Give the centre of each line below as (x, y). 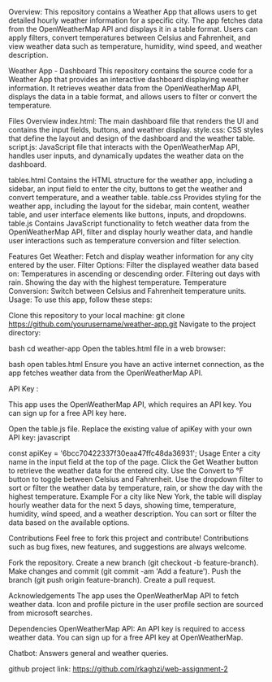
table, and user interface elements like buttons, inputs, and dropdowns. (127, 214)
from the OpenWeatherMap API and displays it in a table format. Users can (133, 29)
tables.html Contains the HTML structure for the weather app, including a (131, 180)
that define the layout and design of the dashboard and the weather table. (132, 138)
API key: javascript (39, 437)
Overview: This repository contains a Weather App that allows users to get (133, 12)
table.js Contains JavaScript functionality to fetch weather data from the (129, 223)
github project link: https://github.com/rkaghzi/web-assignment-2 (119, 669)
